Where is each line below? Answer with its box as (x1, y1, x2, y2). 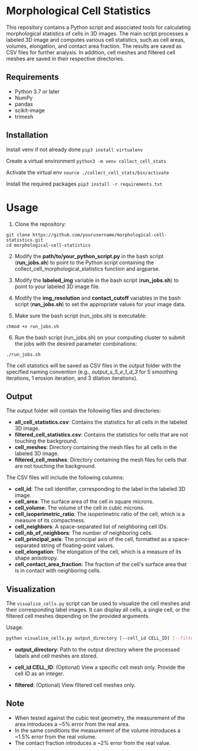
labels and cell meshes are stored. (14, 652, 98, 659)
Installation (6, 130, 48, 140)
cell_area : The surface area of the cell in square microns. (14, 498, 154, 505)
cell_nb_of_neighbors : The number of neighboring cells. (14, 529, 153, 537)
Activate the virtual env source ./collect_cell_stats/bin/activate (6, 168, 169, 175)
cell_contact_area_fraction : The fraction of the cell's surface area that (14, 561, 187, 568)
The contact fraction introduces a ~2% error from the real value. (14, 739, 171, 746)
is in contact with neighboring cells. (14, 567, 101, 574)
